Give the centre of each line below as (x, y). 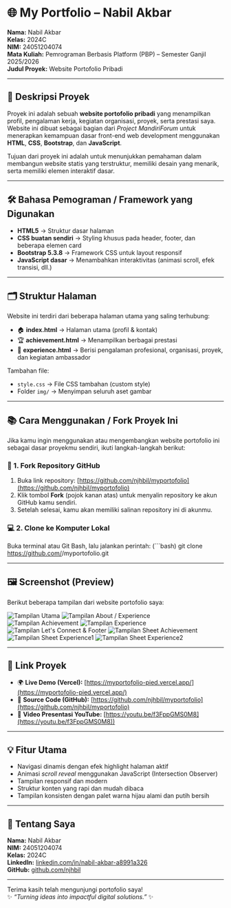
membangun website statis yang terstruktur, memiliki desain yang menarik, (113, 163)
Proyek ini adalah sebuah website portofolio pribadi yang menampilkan (109, 113)
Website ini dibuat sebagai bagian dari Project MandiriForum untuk (101, 128)
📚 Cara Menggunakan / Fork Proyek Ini (93, 421)
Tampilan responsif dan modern (62, 781)
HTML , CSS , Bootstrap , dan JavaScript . (65, 143)
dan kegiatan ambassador (54, 358)
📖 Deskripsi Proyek (48, 97)
